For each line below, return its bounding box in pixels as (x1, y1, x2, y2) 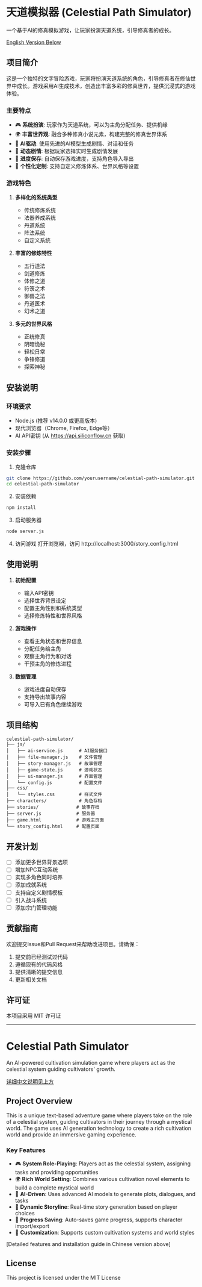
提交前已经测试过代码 (14, 953, 68, 961)
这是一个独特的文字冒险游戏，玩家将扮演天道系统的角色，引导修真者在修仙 (6, 75, 191, 82)
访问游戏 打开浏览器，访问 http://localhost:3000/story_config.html (14, 540, 179, 547)
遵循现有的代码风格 (14, 961, 63, 968)
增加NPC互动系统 (14, 866, 58, 873)
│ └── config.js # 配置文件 (6, 780, 103, 786)
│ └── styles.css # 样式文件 (6, 791, 103, 798)
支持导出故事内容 (23, 693, 67, 700)
